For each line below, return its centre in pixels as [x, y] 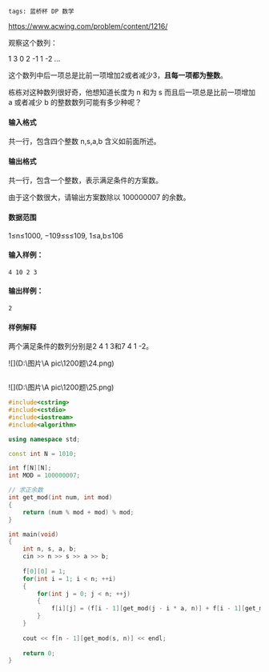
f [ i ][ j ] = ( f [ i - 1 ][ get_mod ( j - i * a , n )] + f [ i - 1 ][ [148, 609]
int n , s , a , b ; [50, 549]
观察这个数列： [33, 43]
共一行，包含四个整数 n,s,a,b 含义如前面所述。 [85, 142]
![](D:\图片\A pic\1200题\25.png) [61, 387]
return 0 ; [39, 653]
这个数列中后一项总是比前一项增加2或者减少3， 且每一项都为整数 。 [118, 75]
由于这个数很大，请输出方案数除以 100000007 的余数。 [99, 198]
